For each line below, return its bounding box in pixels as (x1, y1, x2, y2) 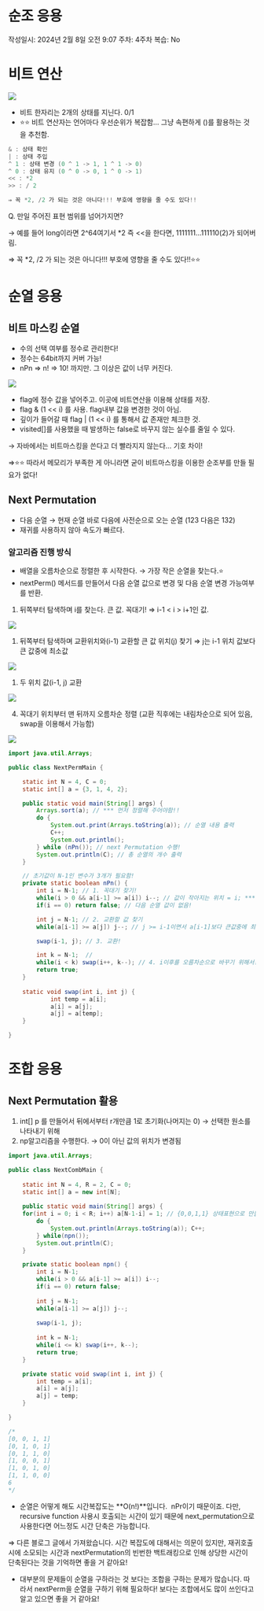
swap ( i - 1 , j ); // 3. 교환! (36, 937, 122, 945)
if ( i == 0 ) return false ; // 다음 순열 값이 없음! (36, 901, 192, 909)
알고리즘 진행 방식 (8, 546, 72, 557)
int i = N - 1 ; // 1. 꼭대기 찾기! (36, 887, 137, 895)
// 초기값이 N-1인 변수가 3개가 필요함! (22, 872, 135, 880)
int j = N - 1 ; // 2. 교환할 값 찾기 (36, 915, 143, 923)
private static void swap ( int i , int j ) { (22, 1370, 163, 1378)
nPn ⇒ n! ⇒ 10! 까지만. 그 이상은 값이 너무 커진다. (19, 364, 173, 372)
